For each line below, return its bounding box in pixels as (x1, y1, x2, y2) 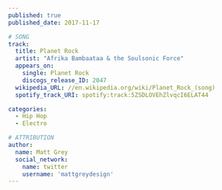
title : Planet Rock (15, 48, 79, 56)
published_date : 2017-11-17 (8, 19, 100, 27)
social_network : (15, 156, 68, 163)
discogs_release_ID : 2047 (22, 76, 107, 84)
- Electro (15, 120, 47, 127)
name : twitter (22, 163, 68, 170)
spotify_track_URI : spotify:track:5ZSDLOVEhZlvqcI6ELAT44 (15, 91, 209, 99)
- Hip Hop (15, 113, 47, 120)
